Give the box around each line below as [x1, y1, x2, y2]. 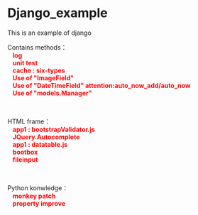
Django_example [7, 5, 108, 21]
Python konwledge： [7, 183, 69, 192]
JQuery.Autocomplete [12, 133, 80, 141]
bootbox [12, 148, 38, 156]
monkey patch [12, 192, 56, 200]
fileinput [12, 155, 38, 164]
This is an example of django [7, 28, 92, 37]
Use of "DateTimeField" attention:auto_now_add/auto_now [12, 81, 191, 89]
